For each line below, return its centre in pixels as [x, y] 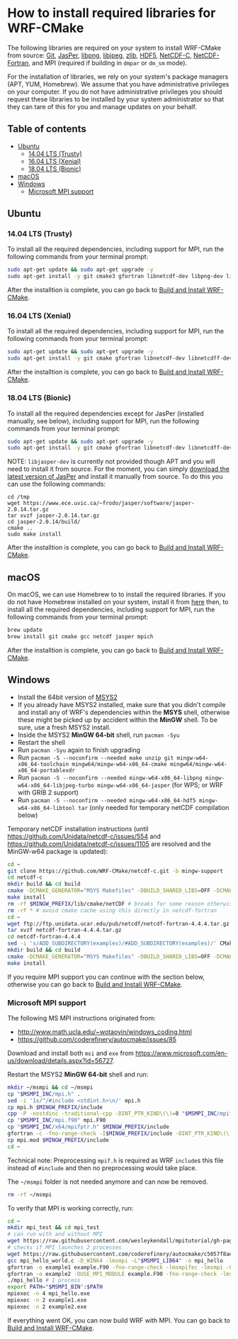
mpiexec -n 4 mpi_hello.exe [49, 1294]
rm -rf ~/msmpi [30, 1194]
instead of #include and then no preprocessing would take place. [102, 1167]
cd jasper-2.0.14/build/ [44, 522]
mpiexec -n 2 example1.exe [47, 1300]
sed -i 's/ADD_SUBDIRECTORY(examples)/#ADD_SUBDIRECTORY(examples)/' [112, 944]
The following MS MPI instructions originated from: [81, 1018]
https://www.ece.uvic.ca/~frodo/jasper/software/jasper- [109, 504]
